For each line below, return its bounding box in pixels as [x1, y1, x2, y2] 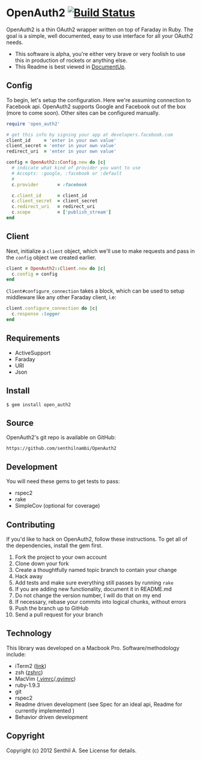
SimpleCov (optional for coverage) [14, 502, 100, 509]
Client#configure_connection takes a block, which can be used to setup [6, 287, 185, 294]
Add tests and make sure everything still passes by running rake [14, 579, 174, 586]
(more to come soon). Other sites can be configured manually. [6, 109, 160, 117]
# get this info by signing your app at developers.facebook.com [6, 132, 173, 138]
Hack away [14, 573, 43, 580]
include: [6, 651, 26, 658]
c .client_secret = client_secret [11, 198, 98, 204]
